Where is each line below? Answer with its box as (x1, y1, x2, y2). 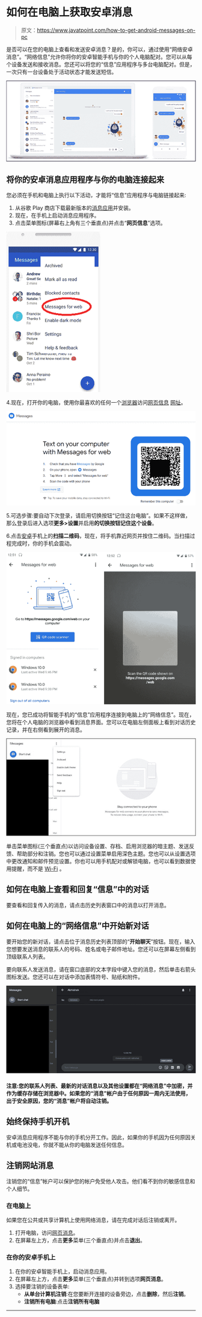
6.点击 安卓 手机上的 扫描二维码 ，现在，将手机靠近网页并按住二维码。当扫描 (6, 532, 191, 539)
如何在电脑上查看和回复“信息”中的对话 (6, 884, 149, 894)
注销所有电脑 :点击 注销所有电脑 (23, 1298, 100, 1305)
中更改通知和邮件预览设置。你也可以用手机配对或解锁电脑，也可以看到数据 (6, 858, 191, 865)
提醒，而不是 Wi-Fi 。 (11, 865, 65, 872)
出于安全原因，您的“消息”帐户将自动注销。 (6, 1097, 112, 1104)
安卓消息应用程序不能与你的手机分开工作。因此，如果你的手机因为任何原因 (6, 1134, 191, 1141)
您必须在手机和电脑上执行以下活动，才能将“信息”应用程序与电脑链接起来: (6, 192, 186, 199)
